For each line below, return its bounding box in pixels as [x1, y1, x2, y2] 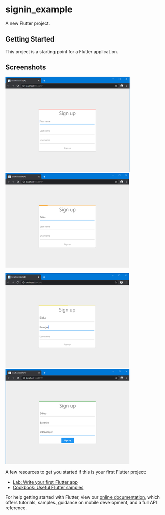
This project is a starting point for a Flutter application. [5, 48, 118, 54]
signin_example [5, 4, 73, 15]
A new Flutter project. [5, 20, 50, 26]
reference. [5, 505, 27, 511]
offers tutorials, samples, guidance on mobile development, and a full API [5, 499, 157, 505]
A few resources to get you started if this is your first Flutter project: [5, 469, 146, 475]
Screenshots [5, 63, 46, 72]
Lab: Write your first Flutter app [12, 479, 78, 485]
